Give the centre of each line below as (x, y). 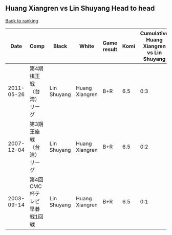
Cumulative (154, 33)
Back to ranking (22, 20)
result (110, 49)
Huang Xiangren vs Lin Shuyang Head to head (80, 8)
